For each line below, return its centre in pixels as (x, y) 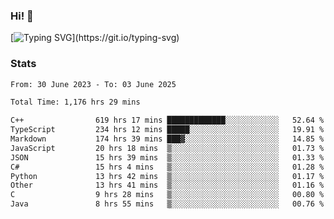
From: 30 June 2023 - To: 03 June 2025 (93, 84)
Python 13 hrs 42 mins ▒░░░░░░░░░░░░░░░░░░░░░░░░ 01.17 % (167, 176)
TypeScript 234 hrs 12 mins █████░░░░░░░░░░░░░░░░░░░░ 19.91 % (167, 130)
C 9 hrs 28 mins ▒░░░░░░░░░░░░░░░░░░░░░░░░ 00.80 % (167, 195)
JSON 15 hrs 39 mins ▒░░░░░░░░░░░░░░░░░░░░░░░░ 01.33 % (167, 157)
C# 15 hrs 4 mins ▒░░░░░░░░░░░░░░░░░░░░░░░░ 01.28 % (167, 167)
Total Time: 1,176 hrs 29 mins (75, 102)
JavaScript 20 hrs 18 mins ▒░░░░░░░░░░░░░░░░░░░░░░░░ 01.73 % (167, 148)
